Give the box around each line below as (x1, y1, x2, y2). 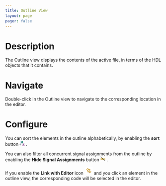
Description (5, 40, 55, 52)
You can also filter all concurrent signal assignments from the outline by (5, 151, 152, 157)
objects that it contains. (5, 62, 53, 68)
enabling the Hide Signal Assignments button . (5, 157, 108, 163)
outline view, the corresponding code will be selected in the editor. (5, 176, 141, 182)
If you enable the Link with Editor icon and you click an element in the (5, 170, 158, 176)
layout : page (5, 13, 32, 18)
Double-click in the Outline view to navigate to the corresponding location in (5, 96, 161, 102)
